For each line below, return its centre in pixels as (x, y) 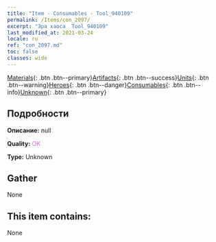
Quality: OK (24, 143)
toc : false (23, 52)
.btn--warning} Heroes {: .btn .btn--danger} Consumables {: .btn (95, 85)
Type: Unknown (30, 157)
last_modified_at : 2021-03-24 (50, 33)
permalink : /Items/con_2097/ (49, 20)
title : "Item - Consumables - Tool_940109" (70, 13)
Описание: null (29, 130)
